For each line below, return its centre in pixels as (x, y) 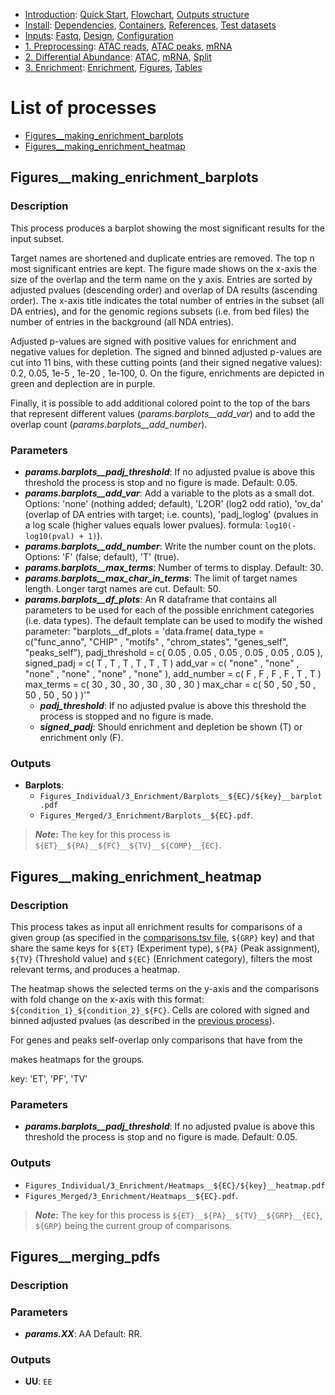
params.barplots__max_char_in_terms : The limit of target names (161, 578)
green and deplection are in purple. (83, 383)
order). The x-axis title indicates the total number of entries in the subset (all (167, 300)
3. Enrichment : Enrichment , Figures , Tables (113, 67)
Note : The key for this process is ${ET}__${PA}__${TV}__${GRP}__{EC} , (178, 1215)
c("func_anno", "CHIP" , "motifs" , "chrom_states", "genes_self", (156, 641)
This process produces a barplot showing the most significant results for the (167, 228)
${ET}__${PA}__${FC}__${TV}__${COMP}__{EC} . (128, 845)
